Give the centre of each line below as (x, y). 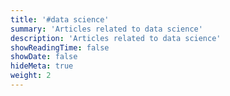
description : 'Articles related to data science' (116, 38)
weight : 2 (31, 76)
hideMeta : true (42, 66)
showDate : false (44, 57)
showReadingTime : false (60, 47)
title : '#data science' (60, 19)
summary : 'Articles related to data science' (106, 29)
